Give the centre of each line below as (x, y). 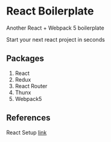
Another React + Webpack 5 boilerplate (55, 28)
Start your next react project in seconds (56, 39)
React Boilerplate (50, 11)
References (28, 118)
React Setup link (27, 132)
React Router (31, 86)
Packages (25, 59)
